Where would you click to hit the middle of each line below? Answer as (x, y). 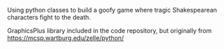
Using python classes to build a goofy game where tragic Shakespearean (112, 10)
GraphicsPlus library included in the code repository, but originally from (110, 31)
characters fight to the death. (49, 17)
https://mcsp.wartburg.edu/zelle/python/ (65, 38)
